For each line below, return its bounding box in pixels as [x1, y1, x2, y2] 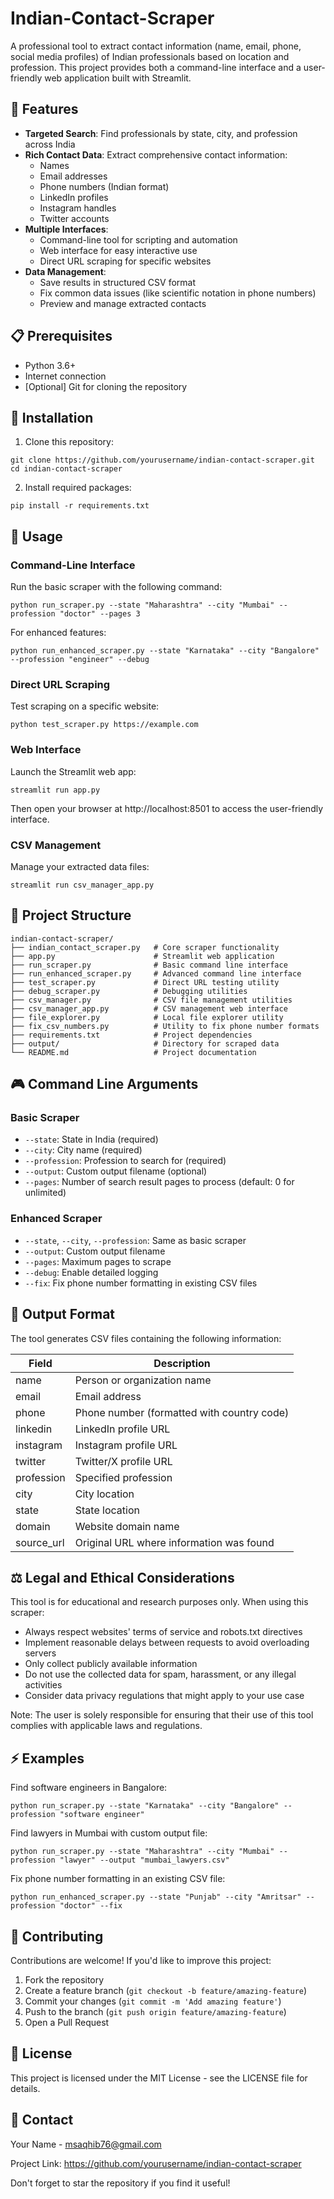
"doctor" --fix [59, 1901, 123, 1911]
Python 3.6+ [24, 359, 77, 371]
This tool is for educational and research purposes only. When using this [10, 1596, 309, 1608]
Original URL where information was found [74, 1535, 275, 1549]
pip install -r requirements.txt [10, 501, 150, 511]
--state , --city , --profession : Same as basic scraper [24, 1234, 247, 1246]
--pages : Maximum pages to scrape [24, 1255, 172, 1267]
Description [153, 1356, 211, 1370]
